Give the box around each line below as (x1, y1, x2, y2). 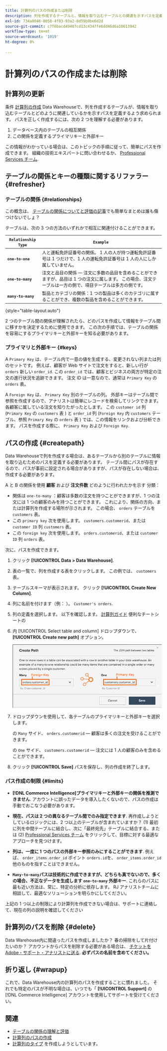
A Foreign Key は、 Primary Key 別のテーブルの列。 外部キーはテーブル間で (5, 392, 159, 398)
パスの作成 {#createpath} (5, 438, 85, 447)
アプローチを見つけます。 (12, 838, 65, 843)
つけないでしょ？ (5, 214, 40, 220)
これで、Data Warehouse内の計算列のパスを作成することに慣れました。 (5, 979, 153, 985)
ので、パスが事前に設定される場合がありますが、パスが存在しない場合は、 (9, 465, 162, 471)
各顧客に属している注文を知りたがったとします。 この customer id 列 (5, 404, 146, 410)
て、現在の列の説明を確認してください (5, 907, 83, 913)
